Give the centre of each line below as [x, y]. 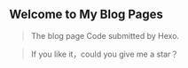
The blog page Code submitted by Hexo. [105, 35]
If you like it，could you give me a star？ [105, 54]
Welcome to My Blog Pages [86, 15]
